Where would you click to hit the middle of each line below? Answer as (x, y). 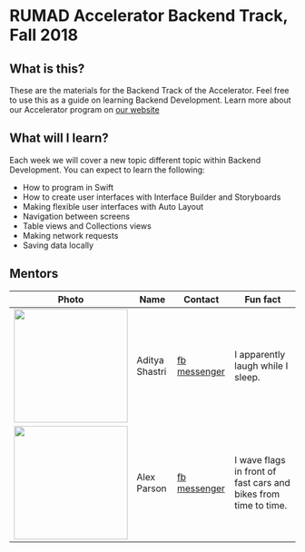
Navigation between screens (76, 216)
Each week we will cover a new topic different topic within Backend (135, 160)
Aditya (151, 360)
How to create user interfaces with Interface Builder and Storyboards (152, 197)
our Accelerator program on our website (85, 109)
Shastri (152, 371)
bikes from (257, 494)
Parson (152, 488)
